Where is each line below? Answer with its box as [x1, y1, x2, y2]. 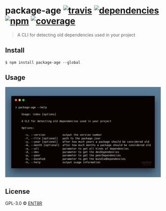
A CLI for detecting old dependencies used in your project [17, 32, 136, 38]
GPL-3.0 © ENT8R [5, 201, 42, 207]
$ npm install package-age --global [5, 60, 81, 65]
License [5, 187, 30, 196]
